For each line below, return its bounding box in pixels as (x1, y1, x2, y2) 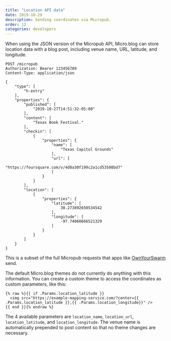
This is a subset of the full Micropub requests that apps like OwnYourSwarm (5, 255, 166, 261)
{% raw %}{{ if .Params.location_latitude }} (5, 291, 104, 296)
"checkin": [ (24, 129, 52, 134)
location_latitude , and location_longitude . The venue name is (5, 319, 141, 325)
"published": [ (24, 102, 56, 107)
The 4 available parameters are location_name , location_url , (5, 314, 134, 320)
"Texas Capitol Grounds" (60, 147, 114, 152)
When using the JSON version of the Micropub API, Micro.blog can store (5, 41, 159, 47)
